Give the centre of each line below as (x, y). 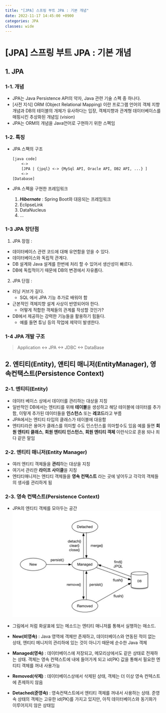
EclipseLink (31, 205)
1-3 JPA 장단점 (22, 229)
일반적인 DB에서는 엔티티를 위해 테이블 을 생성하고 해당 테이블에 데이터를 (82, 407)
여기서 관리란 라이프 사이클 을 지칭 (45, 470)
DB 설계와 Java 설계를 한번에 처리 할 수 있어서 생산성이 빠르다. (73, 264)
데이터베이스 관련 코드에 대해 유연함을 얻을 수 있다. (61, 251)
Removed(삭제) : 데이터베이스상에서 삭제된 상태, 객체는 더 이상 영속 (78, 676)
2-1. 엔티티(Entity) (27, 389)
